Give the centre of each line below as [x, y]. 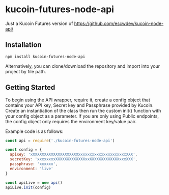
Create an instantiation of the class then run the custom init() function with [83, 110]
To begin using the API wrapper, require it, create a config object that [78, 100]
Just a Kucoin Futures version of [39, 23]
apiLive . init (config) [28, 187]
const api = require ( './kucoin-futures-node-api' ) [60, 141]
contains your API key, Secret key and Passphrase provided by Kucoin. [79, 105]
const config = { [24, 150]
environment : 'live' [32, 169]
